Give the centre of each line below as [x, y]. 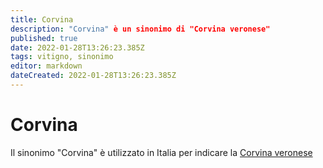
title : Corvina [42, 19]
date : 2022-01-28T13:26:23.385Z [77, 47]
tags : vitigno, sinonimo [62, 57]
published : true [44, 38]
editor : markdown [46, 66]
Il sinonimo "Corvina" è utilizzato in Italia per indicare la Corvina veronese [161, 152]
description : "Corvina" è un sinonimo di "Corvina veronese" [140, 29]
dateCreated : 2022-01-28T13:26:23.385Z [93, 76]
